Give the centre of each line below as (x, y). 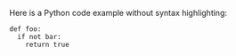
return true (47, 44)
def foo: (25, 29)
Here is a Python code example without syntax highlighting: (118, 13)
